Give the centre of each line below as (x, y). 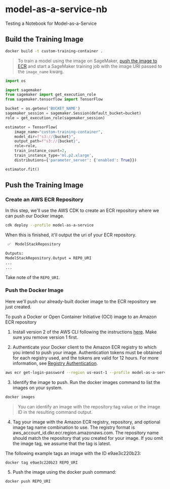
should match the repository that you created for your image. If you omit (88, 438)
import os (16, 81)
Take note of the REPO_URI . (33, 277)
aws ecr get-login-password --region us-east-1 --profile (68, 372)
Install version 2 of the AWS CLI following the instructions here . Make (84, 332)
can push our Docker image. (35, 216)
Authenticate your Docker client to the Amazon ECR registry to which (84, 347)
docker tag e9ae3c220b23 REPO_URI (42, 463)
